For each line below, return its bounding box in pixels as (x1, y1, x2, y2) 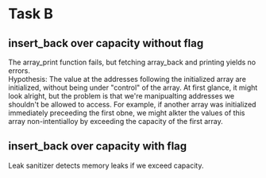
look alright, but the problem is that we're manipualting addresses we (8, 91, 235, 100)
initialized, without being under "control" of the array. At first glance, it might (8, 83, 258, 92)
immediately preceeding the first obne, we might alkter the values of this (8, 108, 245, 118)
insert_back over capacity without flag (8, 37, 204, 50)
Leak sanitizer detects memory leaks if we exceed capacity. (8, 161, 204, 170)
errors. (8, 66, 30, 75)
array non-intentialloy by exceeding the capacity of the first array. (8, 117, 224, 126)
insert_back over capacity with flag (8, 140, 187, 153)
